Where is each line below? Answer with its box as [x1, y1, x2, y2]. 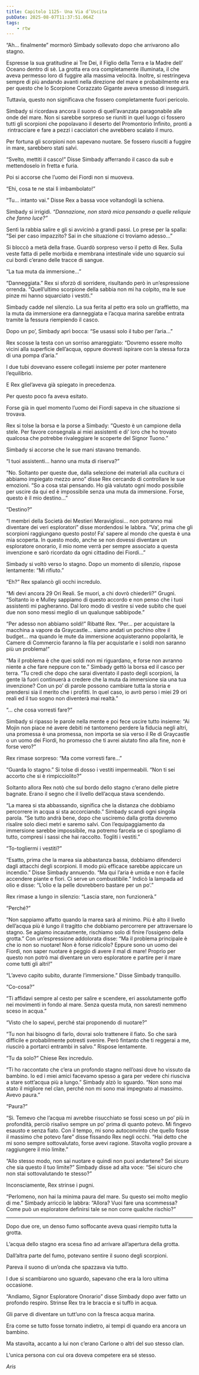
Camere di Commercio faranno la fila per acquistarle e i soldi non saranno [6, 639, 187, 646]
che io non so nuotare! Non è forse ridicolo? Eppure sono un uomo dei [6, 941, 178, 949]
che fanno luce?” [6, 214, 49, 222]
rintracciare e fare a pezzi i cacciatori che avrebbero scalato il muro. [7, 127, 174, 134]
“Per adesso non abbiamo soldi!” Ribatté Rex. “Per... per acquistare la [6, 620, 175, 627]
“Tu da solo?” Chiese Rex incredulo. [6, 1055, 94, 1062]
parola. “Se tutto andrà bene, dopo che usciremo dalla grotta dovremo [6, 814, 178, 821]
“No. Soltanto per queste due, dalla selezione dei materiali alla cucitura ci [6, 469, 185, 476]
